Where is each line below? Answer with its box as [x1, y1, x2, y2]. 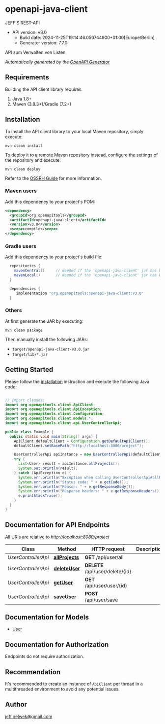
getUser [54, 579, 73, 586]
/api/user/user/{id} [84, 582, 127, 589]
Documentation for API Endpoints [5, 521, 110, 529]
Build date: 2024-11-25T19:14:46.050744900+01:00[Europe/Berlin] [19, 34, 155, 40]
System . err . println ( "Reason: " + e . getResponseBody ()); [18, 484, 135, 489]
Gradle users [5, 243, 37, 250]
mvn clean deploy [5, 167, 41, 172]
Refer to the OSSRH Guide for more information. [5, 175, 102, 181]
